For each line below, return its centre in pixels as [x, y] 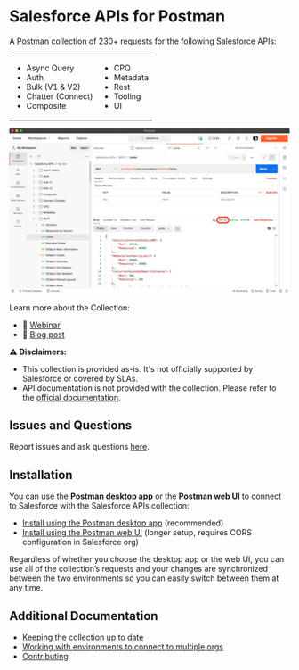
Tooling [128, 96]
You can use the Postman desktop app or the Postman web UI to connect [145, 496]
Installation [41, 475]
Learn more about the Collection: [70, 307]
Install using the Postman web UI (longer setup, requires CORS [137, 533]
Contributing [45, 656]
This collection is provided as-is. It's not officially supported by [137, 368]
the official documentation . [72, 397]
